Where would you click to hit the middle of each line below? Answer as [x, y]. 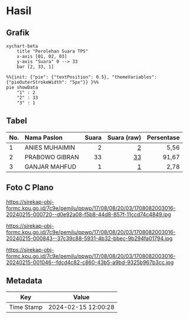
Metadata [24, 281]
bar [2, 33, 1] [35, 67]
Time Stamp [26, 307]
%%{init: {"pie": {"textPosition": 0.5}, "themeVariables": [82, 77]
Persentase [163, 137]
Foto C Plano [30, 188]
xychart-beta [22, 46]
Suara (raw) [124, 137]
